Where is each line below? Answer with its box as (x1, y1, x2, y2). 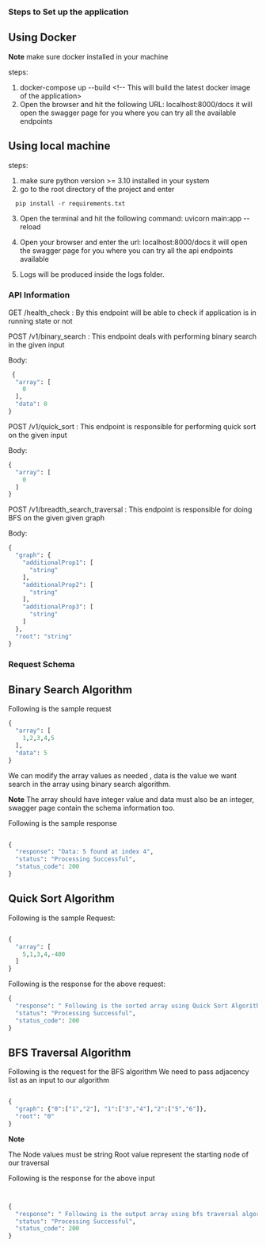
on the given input (8, 430, 67, 439)
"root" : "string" (15, 632, 73, 640)
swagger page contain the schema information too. (8, 803, 176, 812)
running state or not (8, 316, 73, 325)
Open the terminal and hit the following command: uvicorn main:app (19, 213, 242, 224)
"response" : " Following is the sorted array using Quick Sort (15, 1002, 228, 1010)
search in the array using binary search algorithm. (8, 779, 171, 788)
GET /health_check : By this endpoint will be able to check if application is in (8, 308, 257, 317)
